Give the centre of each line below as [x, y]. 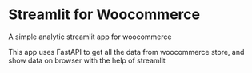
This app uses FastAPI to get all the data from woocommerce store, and [126, 52]
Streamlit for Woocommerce [104, 15]
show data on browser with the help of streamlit [87, 60]
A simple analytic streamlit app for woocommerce [90, 36]
